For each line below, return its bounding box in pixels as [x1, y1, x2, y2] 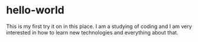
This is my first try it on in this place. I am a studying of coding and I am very [6, 23, 192, 30]
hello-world [6, 3, 65, 17]
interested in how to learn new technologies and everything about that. [6, 29, 178, 36]
